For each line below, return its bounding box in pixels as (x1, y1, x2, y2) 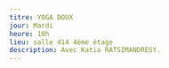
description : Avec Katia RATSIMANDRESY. (9, 46, 162, 55)
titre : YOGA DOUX (9, 12, 74, 22)
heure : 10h (9, 29, 50, 38)
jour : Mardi (9, 21, 53, 30)
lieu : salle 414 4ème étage (9, 37, 114, 47)
